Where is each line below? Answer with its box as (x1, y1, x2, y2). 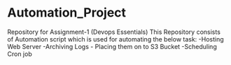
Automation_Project (7, 5, 127, 21)
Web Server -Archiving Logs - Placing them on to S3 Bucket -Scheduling (7, 42, 217, 50)
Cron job (7, 50, 33, 58)
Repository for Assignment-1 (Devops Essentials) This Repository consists (7, 28, 220, 36)
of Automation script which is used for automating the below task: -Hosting (7, 35, 224, 43)
